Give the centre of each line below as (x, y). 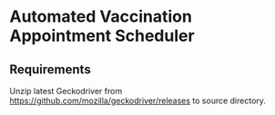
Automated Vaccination (101, 17)
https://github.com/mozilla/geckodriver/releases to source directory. (138, 101)
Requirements (50, 69)
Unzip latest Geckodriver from (66, 91)
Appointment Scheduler (102, 36)
